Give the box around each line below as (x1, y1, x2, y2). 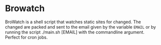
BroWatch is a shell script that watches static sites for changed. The (5, 19, 141, 25)
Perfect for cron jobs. (5, 34, 48, 40)
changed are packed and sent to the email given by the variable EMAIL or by (5, 24, 156, 30)
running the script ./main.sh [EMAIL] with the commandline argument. (5, 29, 145, 35)
